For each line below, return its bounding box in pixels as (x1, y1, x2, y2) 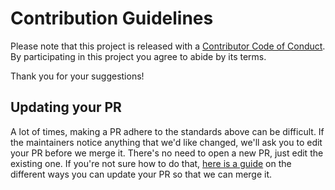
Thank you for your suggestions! (10, 70, 145, 82)
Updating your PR (10, 99, 122, 116)
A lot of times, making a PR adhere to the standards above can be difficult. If (10, 125, 325, 137)
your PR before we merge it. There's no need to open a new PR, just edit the (10, 147, 324, 159)
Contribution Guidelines (10, 7, 214, 30)
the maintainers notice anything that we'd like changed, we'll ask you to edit (10, 136, 323, 148)
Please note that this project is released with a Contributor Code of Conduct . (10, 40, 326, 52)
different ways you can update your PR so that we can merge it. (10, 168, 273, 180)
